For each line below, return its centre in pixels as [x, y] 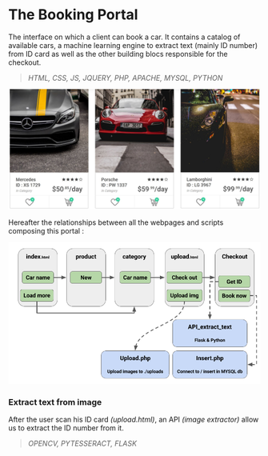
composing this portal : [46, 231]
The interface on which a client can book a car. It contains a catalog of [124, 37]
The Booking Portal [73, 15]
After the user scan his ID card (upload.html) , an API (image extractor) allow [134, 419]
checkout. [25, 62]
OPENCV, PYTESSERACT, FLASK [82, 443]
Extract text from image [55, 402]
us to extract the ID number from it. [66, 428]
